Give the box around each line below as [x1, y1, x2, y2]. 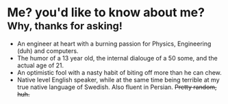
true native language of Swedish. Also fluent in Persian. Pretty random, [16, 83, 217, 91]
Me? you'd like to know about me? [7, 5, 205, 20]
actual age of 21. [16, 61, 64, 69]
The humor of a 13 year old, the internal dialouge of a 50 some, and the [16, 54, 218, 62]
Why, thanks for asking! [7, 19, 123, 33]
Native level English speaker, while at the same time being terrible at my [16, 75, 220, 84]
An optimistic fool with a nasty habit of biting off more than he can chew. [16, 68, 223, 76]
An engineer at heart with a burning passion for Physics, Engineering [16, 39, 212, 48]
